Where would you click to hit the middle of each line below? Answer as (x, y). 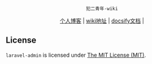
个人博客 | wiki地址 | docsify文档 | (102, 21)
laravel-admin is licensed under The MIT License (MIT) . (76, 55)
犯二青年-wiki (102, 9)
